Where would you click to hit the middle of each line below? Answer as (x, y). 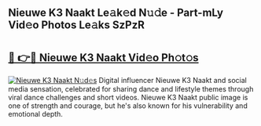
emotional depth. (35, 114)
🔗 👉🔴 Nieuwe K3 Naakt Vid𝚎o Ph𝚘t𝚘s (103, 58)
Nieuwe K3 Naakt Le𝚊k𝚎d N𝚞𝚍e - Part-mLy (116, 13)
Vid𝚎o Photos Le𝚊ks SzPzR (77, 25)
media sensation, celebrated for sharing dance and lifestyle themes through (131, 89)
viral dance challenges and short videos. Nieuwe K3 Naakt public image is (128, 97)
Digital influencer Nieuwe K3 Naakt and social (173, 80)
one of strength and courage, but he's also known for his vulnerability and (128, 106)
